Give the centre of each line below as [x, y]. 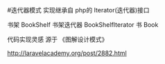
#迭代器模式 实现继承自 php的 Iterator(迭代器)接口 [79, 10]
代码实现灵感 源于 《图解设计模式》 [58, 39]
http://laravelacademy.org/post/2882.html [67, 53]
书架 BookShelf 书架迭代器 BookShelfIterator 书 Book [83, 25]
